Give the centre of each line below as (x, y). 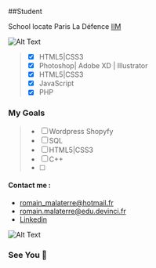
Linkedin (33, 219)
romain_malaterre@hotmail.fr (66, 202)
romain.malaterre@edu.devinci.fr (73, 211)
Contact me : (29, 185)
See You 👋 (28, 255)
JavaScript (56, 83)
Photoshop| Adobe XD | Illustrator (93, 66)
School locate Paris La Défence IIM (65, 26)
